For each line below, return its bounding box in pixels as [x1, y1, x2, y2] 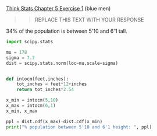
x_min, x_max [6, 108, 38, 114]
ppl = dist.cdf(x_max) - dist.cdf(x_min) [6, 118, 103, 124]
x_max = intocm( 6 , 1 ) [6, 103, 56, 109]
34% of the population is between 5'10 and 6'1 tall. [6, 27, 127, 34]
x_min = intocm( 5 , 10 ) [6, 97, 59, 103]
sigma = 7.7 [6, 55, 35, 61]
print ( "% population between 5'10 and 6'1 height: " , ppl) [6, 124, 152, 130]
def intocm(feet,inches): [6, 76, 69, 82]
